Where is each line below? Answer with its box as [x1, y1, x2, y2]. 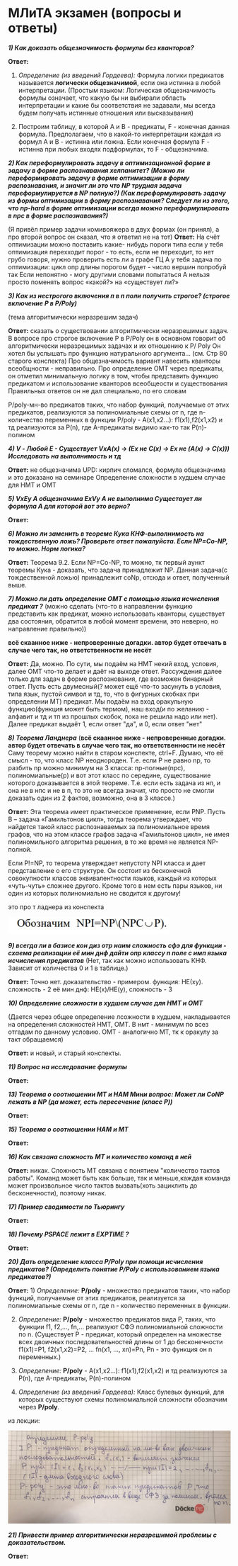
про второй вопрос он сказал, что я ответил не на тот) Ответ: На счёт [8, 232, 220, 241]
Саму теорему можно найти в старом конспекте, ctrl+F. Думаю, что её [8, 748, 225, 757]
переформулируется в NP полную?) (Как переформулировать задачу [8, 188, 227, 197]
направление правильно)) [8, 624, 87, 633]
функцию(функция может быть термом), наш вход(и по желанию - [8, 704, 209, 713]
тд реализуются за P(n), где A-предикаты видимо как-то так [8, 423, 191, 432]
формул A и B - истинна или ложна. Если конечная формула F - [18, 137, 210, 146]
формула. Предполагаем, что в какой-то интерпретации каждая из [18, 130, 222, 138]
